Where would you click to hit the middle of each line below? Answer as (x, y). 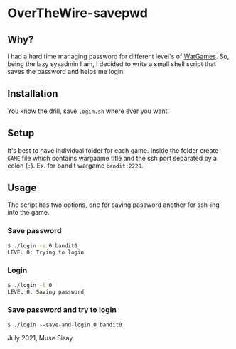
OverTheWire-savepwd (77, 13)
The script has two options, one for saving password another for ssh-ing (114, 205)
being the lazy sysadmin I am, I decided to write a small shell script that (112, 64)
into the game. (28, 213)
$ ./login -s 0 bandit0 (43, 246)
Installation (33, 94)
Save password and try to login (62, 310)
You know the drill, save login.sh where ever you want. (88, 111)
